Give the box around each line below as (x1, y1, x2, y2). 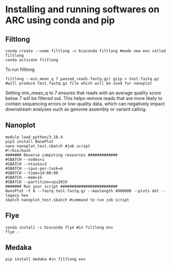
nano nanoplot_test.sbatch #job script (5, 143, 91, 149)
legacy (5, 193, 19, 198)
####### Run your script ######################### (5, 183, 118, 189)
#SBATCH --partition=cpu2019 (5, 179, 68, 184)
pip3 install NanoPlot (5, 139, 54, 144)
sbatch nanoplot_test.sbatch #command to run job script (5, 197, 130, 202)
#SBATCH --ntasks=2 (5, 161, 47, 167)
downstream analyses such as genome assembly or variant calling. (5, 106, 147, 112)
